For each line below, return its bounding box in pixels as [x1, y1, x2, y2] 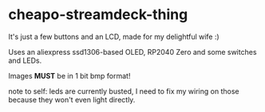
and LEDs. [8, 56, 42, 65]
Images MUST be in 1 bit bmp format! [8, 71, 131, 80]
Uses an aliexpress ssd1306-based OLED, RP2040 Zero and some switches [8, 47, 257, 56]
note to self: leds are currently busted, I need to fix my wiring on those [8, 86, 239, 96]
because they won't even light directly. [8, 95, 136, 104]
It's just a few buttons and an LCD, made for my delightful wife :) [8, 32, 220, 41]
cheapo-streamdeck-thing [8, 6, 188, 24]
